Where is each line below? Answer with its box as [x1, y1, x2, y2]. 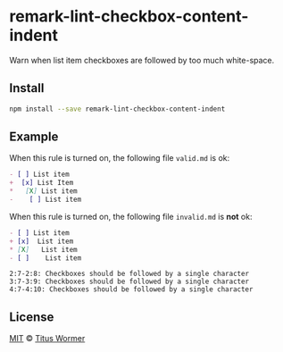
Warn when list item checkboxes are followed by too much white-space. [9, 54, 275, 65]
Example [9, 130, 59, 145]
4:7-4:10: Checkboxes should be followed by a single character [9, 285, 254, 294]
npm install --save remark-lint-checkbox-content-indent [9, 105, 226, 113]
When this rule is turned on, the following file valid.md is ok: [9, 153, 230, 163]
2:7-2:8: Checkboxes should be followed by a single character [9, 270, 250, 279]
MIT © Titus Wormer [9, 333, 86, 344]
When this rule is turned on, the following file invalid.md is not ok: [9, 211, 253, 222]
